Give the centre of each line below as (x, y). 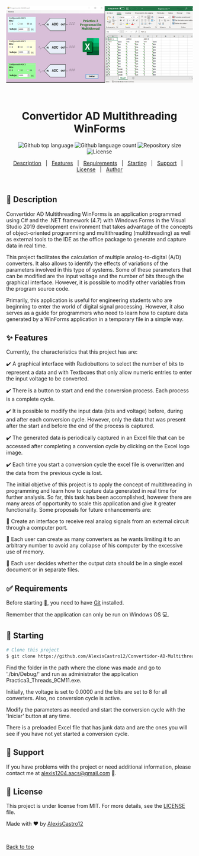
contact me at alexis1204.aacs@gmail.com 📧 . (61, 773)
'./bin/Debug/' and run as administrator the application (72, 674)
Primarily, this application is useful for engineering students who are (89, 300)
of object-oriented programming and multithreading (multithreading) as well (98, 233)
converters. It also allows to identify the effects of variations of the (87, 263)
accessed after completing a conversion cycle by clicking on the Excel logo (98, 446)
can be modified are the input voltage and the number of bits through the (95, 276)
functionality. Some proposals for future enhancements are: (79, 510)
